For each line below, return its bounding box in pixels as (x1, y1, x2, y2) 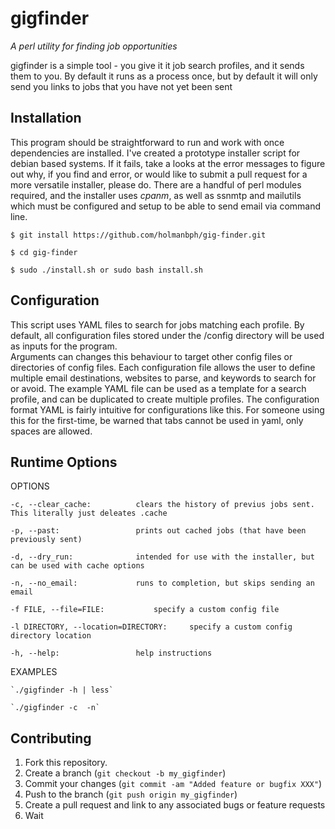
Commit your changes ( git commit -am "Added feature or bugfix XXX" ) (24, 778, 323, 790)
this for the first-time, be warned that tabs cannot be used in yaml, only (10, 414, 304, 426)
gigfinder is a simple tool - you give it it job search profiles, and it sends (10, 59, 305, 71)
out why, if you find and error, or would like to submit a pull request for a (10, 168, 308, 180)
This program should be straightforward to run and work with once (10, 136, 285, 148)
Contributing (10, 730, 92, 747)
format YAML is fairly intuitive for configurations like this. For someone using (10, 403, 325, 416)
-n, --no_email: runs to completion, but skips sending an (10, 578, 315, 589)
